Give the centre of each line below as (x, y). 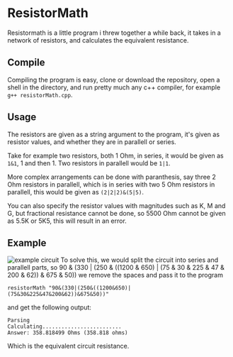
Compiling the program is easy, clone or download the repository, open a (114, 79)
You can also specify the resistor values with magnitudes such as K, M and (116, 205)
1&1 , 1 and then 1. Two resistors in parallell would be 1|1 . (89, 163)
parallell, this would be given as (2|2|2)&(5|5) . (75, 192)
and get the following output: (50, 307)
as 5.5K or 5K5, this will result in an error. (67, 221)
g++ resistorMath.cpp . (40, 94)
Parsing (19, 321)
